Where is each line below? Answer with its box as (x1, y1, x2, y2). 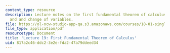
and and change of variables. (10, 17, 73, 22)
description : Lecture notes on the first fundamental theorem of (5, 12, 146, 17)
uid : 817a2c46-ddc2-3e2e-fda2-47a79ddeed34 (5, 40, 99, 45)
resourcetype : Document (5, 31, 56, 36)
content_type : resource (5, 7, 56, 13)
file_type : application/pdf (5, 26, 65, 31)
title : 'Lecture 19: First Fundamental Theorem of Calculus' (5, 36, 137, 41)
